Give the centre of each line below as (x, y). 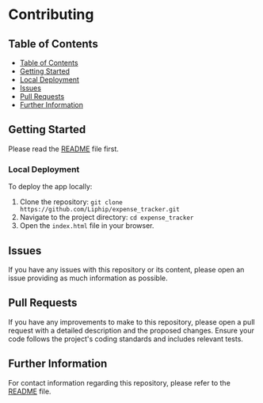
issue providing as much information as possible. (88, 278)
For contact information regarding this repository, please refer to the (120, 382)
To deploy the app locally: (50, 187)
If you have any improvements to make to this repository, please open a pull (131, 321)
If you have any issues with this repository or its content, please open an (126, 269)
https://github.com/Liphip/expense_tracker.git (99, 210)
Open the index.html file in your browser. (87, 226)
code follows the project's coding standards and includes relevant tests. (126, 339)
